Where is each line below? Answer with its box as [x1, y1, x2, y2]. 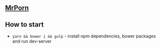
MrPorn [5, 4, 29, 12]
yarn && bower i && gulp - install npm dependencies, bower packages [12, 33, 156, 39]
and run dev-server [12, 38, 52, 44]
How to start [5, 20, 44, 29]
